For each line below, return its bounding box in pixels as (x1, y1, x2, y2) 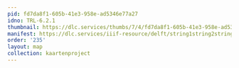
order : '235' (7, 37, 46, 44)
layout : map (7, 43, 43, 50)
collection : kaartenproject (7, 50, 91, 57)
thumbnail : (7, 23, 40, 30)
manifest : (7, 30, 37, 38)
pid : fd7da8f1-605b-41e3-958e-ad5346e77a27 (7, 10, 139, 18)
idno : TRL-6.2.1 (7, 17, 55, 24)
